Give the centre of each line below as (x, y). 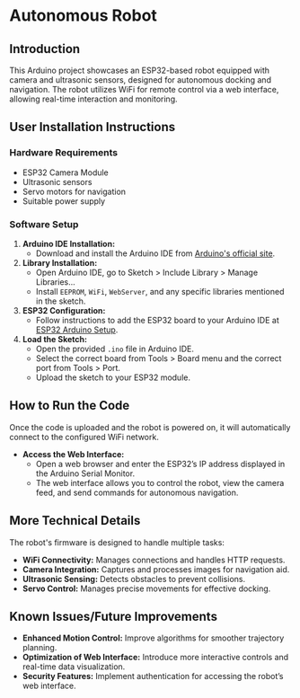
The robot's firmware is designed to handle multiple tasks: (117, 542)
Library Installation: (60, 262)
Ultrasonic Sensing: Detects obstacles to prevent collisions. (133, 579)
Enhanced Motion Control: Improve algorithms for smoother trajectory (153, 638)
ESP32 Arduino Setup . (77, 330)
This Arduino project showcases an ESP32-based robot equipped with (140, 70)
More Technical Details (75, 521)
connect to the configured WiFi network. (84, 437)
